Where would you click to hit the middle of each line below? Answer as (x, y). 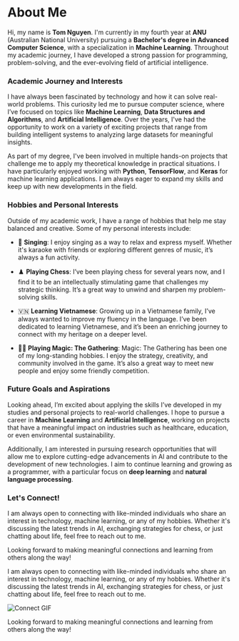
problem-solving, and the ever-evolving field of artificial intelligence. (108, 62)
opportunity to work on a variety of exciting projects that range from (108, 127)
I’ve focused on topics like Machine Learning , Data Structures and (106, 112)
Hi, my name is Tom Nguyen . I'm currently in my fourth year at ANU (107, 32)
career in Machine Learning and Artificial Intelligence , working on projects (119, 419)
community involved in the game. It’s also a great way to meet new (116, 363)
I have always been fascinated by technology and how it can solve (105, 96)
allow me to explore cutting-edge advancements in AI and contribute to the (118, 456)
